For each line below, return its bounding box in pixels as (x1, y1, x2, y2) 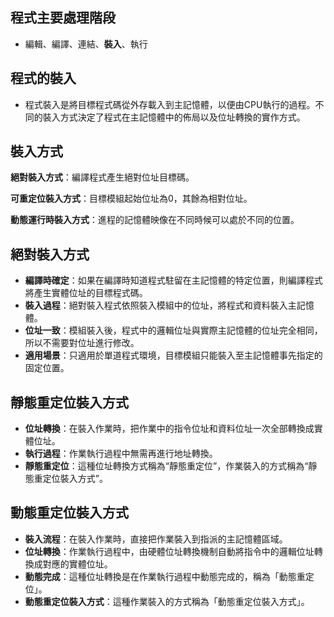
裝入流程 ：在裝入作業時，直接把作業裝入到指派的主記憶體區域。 (24, 533, 288, 545)
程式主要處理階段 (10, 9, 116, 27)
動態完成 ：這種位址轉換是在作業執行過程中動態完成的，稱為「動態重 (24, 570, 306, 582)
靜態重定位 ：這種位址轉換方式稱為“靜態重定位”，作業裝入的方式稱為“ (24, 460, 309, 472)
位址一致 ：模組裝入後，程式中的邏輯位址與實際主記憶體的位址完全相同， (24, 324, 323, 337)
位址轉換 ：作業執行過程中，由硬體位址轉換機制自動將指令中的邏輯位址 (24, 545, 315, 557)
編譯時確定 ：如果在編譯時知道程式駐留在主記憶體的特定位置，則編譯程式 (24, 274, 323, 287)
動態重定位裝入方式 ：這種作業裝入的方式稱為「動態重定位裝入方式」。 (24, 595, 310, 607)
